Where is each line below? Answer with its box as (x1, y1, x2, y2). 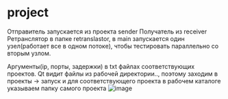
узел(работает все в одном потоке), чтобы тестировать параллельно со (7, 42, 219, 50)
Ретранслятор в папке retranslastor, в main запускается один (7, 34, 185, 42)
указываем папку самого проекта (7, 84, 107, 92)
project (7, 5, 49, 20)
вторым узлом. (7, 49, 51, 57)
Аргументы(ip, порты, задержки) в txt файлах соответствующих (7, 62, 195, 70)
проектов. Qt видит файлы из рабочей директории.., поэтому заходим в (7, 70, 218, 78)
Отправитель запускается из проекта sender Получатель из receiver (7, 27, 207, 36)
